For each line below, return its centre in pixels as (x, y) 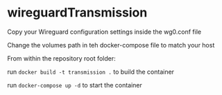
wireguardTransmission (77, 13)
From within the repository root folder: (61, 58)
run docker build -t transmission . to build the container (91, 72)
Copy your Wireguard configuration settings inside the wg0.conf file (104, 32)
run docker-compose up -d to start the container (75, 85)
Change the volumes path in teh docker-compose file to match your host (111, 45)
